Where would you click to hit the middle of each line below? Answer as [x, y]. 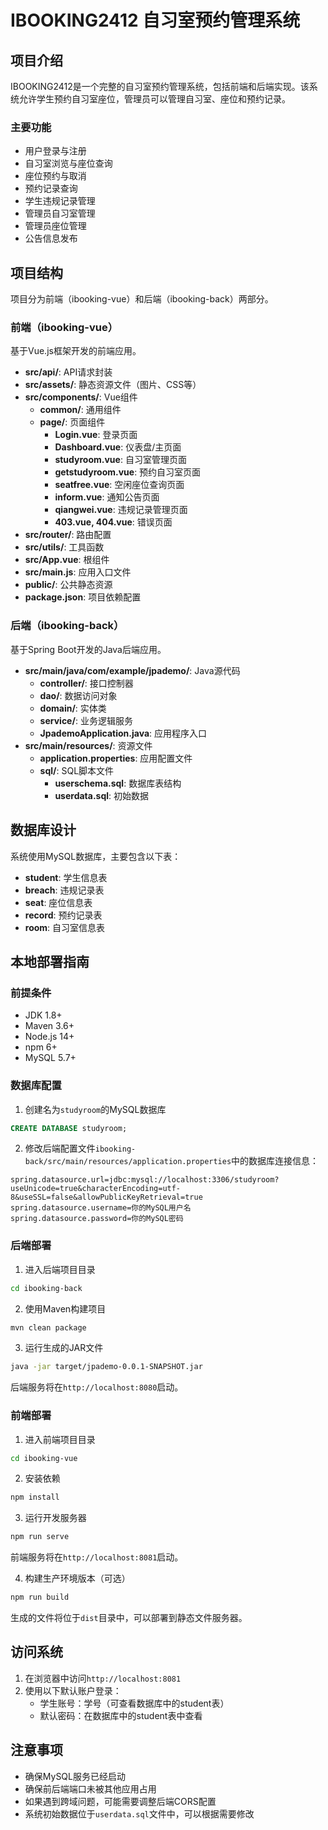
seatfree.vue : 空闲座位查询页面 [119, 485]
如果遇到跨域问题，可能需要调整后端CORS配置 [120, 1801]
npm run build [40, 1597]
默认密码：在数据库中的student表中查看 [121, 1715]
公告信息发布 [51, 238]
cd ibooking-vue [44, 1458]
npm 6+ [41, 1047]
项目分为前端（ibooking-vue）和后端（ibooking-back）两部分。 [142, 299]
